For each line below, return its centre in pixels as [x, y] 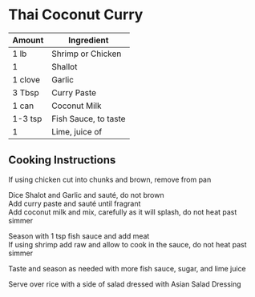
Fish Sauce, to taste [89, 118]
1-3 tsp [27, 118]
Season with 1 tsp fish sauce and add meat [79, 236]
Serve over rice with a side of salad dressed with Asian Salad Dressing [125, 284]
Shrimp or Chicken [87, 54]
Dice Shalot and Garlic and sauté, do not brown [86, 195]
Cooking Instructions [62, 161]
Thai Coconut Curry [76, 15]
